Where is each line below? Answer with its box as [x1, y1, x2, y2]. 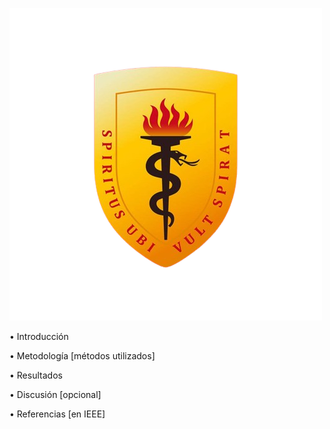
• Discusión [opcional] [9, 389, 102, 400]
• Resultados [9, 369, 63, 381]
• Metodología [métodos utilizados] [9, 350, 156, 362]
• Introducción [9, 331, 69, 342]
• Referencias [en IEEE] [9, 408, 106, 420]
